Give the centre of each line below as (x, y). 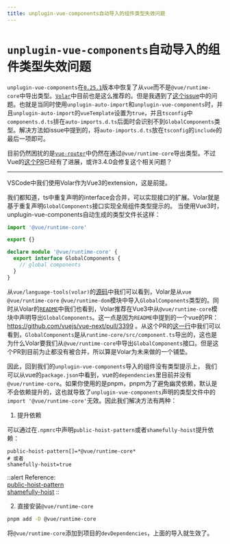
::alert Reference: (31, 477)
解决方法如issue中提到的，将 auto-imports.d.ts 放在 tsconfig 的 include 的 (120, 130)
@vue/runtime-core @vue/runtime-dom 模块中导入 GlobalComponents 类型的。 (110, 300)
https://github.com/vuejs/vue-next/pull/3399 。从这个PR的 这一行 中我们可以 (114, 326)
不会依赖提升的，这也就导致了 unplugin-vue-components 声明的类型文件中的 (111, 392)
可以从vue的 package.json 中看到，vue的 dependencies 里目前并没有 (99, 375)
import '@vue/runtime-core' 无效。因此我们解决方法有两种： (92, 400)
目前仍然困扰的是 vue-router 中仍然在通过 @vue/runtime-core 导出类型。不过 (112, 153)
